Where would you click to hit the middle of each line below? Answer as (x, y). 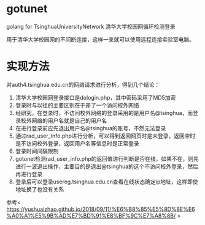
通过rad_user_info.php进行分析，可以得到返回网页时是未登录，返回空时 (105, 136)
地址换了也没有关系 (40, 189)
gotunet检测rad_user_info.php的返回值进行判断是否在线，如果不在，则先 (107, 158)
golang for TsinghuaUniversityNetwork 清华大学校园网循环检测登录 (91, 26)
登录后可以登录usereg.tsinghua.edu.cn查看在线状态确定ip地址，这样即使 (106, 182)
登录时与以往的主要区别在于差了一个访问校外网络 (77, 105)
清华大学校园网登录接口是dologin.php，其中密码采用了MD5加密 (95, 97)
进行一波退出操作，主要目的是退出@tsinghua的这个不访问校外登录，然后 (106, 166)
